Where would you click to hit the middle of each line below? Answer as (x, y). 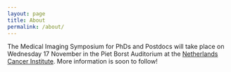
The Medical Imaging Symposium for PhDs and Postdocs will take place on (116, 47)
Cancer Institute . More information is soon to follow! (83, 62)
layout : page (26, 14)
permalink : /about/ (36, 27)
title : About (26, 20)
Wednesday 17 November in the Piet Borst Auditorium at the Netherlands (113, 54)
